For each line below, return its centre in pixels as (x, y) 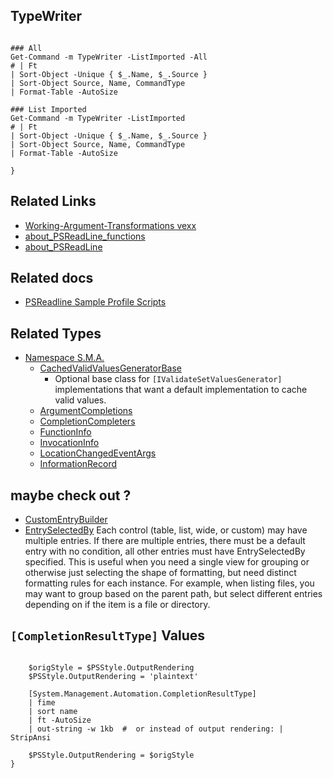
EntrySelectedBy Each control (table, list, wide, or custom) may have (166, 530)
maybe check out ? (71, 495)
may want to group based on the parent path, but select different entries (173, 594)
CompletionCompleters (87, 421)
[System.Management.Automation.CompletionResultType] (142, 694)
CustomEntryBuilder (66, 520)
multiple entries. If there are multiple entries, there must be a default (165, 541)
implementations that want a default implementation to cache (181, 390)
